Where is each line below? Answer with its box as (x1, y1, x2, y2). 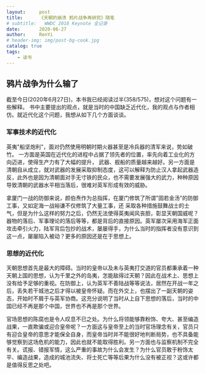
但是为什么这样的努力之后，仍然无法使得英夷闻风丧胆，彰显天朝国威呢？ (16, 209, 199, 217)
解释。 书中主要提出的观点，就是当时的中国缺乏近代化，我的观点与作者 (11, 103, 190, 111)
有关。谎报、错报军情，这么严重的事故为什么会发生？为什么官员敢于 (6, 346, 178, 353)
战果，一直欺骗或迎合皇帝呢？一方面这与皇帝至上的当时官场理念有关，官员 (6, 323, 193, 331)
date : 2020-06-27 (6, 26, 67, 32)
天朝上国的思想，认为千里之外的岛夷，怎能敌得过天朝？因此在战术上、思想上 (6, 272, 199, 279)
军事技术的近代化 (6, 128, 57, 136)
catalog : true (6, 43, 43, 50)
